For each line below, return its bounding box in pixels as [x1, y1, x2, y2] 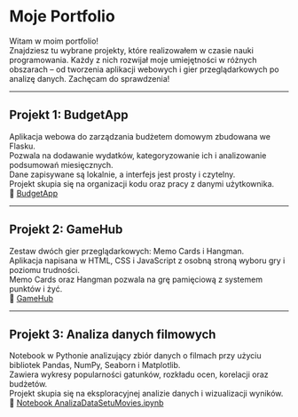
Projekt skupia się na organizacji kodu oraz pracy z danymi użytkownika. [9, 178, 275, 188]
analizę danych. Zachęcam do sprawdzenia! [9, 73, 170, 84]
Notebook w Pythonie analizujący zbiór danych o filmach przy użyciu [9, 350, 262, 361]
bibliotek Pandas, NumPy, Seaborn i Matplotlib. [9, 360, 181, 371]
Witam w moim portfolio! [9, 36, 99, 46]
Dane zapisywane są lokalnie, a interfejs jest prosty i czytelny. [9, 169, 236, 180]
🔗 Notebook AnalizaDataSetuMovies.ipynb [9, 397, 164, 408]
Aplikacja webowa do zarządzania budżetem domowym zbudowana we [9, 131, 271, 141]
